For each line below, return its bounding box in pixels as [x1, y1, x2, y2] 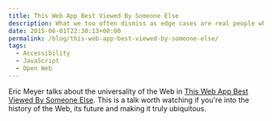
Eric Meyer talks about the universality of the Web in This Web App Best [8, 86, 249, 96]
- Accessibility [15, 49, 70, 57]
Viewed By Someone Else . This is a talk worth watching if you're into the [8, 94, 249, 105]
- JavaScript [15, 57, 60, 65]
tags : [8, 42, 27, 50]
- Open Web [15, 65, 53, 73]
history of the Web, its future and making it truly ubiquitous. [8, 103, 207, 113]
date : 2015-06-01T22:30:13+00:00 [8, 27, 121, 35]
